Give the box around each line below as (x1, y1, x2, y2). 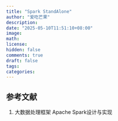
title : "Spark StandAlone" (6, 8, 72, 15)
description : (6, 19, 38, 25)
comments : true (6, 52, 43, 58)
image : (6, 31, 22, 36)
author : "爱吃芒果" (6, 14, 50, 20)
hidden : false (6, 47, 41, 53)
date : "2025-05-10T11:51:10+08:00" (6, 25, 93, 31)
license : (6, 42, 28, 48)
